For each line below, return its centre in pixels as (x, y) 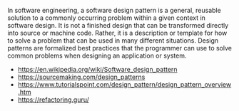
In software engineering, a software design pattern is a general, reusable (114, 10)
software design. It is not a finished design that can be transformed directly (118, 25)
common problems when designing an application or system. (97, 55)
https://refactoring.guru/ (53, 100)
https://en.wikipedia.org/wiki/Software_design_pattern (97, 69)
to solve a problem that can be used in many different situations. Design (113, 41)
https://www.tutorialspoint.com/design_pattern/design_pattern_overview (124, 84)
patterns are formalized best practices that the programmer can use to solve (119, 48)
